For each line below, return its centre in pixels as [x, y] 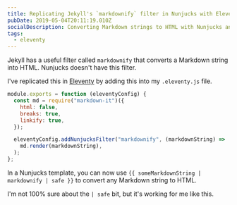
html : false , [39, 107]
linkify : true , [42, 120]
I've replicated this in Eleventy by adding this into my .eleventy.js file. [110, 81]
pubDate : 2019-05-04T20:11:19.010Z [60, 20]
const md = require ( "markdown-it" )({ [69, 101]
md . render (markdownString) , [61, 146]
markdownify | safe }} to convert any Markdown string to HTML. [102, 180]
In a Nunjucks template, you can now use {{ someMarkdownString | [104, 173]
